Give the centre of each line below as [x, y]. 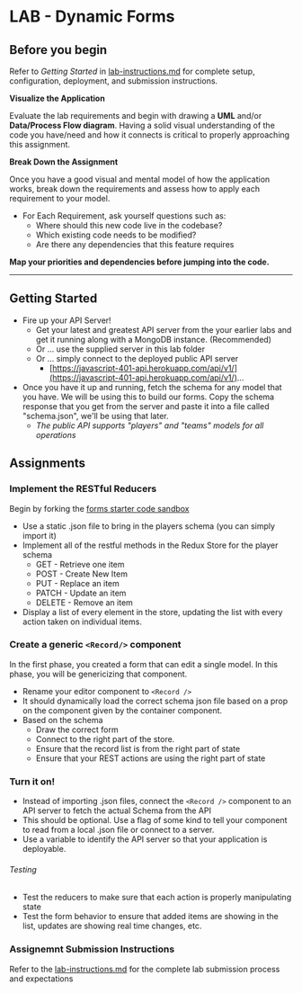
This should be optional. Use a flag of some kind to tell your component [155, 820]
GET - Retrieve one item [80, 564]
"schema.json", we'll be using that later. [95, 416]
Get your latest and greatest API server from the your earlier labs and [164, 329]
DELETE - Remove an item [84, 602]
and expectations [41, 979]
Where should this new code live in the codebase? [129, 225]
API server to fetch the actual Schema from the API [116, 810]
